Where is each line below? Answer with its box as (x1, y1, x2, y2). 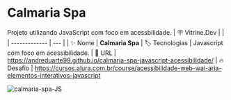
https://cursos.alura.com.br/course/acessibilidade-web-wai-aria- (34, 64, 222, 72)
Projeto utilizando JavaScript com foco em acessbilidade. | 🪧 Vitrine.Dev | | (7, 28, 225, 36)
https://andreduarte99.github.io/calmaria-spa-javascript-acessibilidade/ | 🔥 (7, 56, 224, 64)
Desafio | (7, 64, 33, 72)
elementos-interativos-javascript (7, 71, 101, 79)
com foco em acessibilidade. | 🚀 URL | (7, 49, 117, 57)
